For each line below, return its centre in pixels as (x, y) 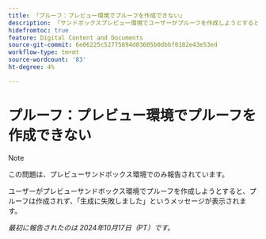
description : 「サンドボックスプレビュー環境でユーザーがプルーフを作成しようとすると (134, 23)
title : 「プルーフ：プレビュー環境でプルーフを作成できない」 (97, 15)
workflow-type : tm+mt (44, 52)
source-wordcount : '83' (47, 60)
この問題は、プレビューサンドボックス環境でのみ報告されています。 (119, 174)
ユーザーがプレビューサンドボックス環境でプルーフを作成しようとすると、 (129, 191)
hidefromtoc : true (38, 30)
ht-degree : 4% (32, 67)
